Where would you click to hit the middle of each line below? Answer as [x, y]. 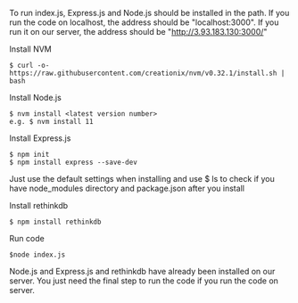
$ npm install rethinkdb [55, 222]
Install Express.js [40, 138]
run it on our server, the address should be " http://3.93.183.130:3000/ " [138, 32]
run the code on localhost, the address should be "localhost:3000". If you [144, 22]
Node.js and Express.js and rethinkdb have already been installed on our [142, 271]
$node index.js [37, 255]
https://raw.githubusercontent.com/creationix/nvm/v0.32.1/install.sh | [147, 73]
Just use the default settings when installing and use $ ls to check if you [142, 179]
